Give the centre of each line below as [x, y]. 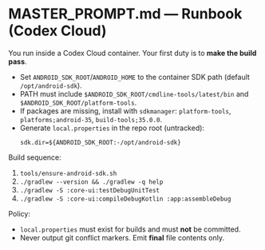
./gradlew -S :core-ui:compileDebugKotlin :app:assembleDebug [125, 199]
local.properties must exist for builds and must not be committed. [130, 229]
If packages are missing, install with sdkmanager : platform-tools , [125, 111]
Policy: [19, 213]
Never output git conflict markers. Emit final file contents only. [122, 237]
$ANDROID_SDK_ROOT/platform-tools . [78, 102]
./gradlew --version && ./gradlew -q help [91, 182]
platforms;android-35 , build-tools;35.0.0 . [91, 119]
